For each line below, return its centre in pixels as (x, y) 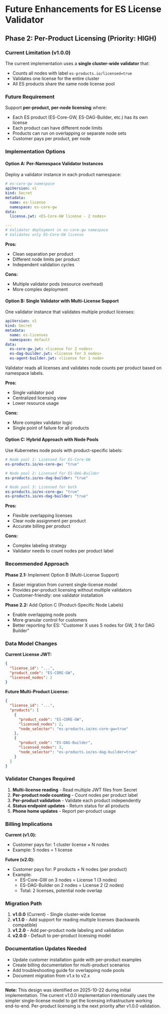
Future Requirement (30, 97)
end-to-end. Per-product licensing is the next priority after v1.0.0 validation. (83, 1006)
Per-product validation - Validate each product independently (76, 800)
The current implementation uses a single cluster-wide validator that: (77, 63)
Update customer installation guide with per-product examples (77, 959)
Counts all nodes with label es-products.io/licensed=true (72, 73)
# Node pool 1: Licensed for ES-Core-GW (48, 460)
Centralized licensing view (39, 398)
